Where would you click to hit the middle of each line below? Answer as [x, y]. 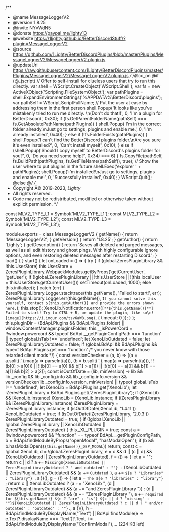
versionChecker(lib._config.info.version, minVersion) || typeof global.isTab [82, 382]
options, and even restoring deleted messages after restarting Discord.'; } [81, 255]
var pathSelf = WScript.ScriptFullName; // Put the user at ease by [80, 102]
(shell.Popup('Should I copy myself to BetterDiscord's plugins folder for [87, 151]
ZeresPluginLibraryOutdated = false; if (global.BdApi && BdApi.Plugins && [81, 344]
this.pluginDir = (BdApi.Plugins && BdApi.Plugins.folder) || [65, 323]
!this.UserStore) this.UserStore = [39, 266]
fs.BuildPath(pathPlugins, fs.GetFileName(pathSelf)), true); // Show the [86, 161]
